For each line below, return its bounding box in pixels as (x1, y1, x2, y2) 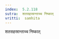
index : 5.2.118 (5, 7, 38, 12)
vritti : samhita (5, 16, 40, 20)
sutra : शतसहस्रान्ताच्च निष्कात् (5, 11, 54, 16)
